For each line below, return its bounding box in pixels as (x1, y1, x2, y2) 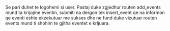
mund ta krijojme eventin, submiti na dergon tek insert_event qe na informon (5, 9, 165, 15)
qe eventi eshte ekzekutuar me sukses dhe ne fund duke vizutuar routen (5, 15, 157, 20)
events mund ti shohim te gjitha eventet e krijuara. (5, 20, 110, 26)
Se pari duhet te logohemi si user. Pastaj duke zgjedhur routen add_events (5, 4, 161, 10)
